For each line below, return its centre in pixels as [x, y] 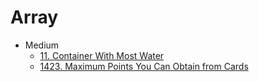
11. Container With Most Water [102, 55]
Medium [42, 45]
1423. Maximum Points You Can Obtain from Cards [144, 66]
